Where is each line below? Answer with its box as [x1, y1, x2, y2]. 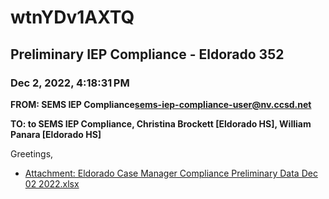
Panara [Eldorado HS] [10, 128, 102, 140]
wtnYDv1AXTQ [10, 6, 135, 29]
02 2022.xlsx [24, 177, 80, 190]
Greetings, [10, 147, 54, 160]
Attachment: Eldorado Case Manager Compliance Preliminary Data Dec [24, 167, 318, 179]
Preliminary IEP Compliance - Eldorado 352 [10, 46, 285, 63]
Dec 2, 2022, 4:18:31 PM [10, 76, 130, 90]
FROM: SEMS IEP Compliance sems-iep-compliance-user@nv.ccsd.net [10, 98, 312, 110]
